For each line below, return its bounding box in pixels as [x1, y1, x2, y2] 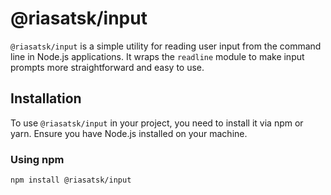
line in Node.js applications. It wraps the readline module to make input [10, 50, 305, 62]
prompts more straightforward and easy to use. [10, 61, 205, 73]
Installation [10, 90, 82, 107]
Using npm [10, 152, 65, 166]
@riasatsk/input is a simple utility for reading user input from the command [10, 40, 322, 52]
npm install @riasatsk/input [10, 175, 132, 186]
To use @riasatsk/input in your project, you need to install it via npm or [10, 117, 304, 129]
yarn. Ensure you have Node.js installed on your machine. [10, 127, 248, 139]
